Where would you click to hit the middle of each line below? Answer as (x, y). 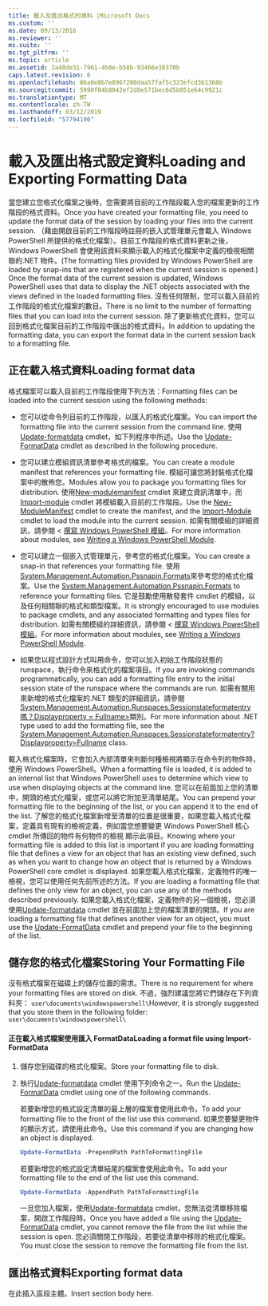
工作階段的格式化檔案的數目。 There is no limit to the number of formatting (130, 306)
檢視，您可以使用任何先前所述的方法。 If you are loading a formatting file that (134, 881)
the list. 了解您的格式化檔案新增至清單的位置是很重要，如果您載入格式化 (126, 816)
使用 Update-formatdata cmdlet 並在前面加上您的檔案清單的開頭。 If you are (132, 909)
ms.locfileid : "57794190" (51, 120)
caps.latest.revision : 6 (49, 75)
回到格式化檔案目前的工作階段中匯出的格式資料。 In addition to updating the (132, 326)
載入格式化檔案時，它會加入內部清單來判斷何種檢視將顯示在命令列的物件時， (134, 758)
